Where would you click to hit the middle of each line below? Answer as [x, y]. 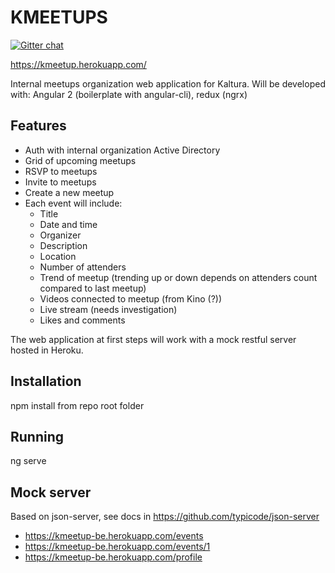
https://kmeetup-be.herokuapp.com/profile [113, 557]
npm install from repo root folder [77, 405]
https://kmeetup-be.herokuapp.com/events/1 [117, 547]
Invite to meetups [60, 182]
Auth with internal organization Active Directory [122, 150]
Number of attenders [83, 267]
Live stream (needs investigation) [108, 309]
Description [63, 245]
